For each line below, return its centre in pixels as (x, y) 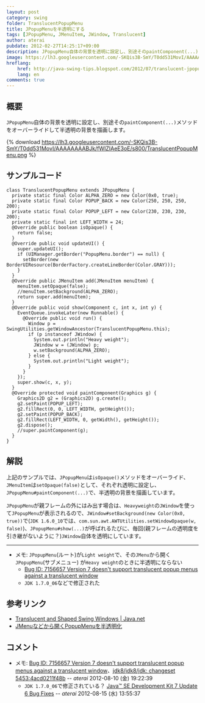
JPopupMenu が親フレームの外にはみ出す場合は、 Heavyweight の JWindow (93, 505)
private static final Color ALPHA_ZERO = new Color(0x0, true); (95, 195)
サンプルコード (34, 175)
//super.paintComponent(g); (53, 430)
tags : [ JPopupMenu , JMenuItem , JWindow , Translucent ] (76, 35)
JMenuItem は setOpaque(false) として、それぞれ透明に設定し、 (83, 485)
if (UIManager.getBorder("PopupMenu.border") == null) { (91, 254)
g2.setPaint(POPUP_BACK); (50, 414)
